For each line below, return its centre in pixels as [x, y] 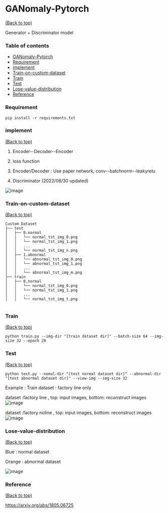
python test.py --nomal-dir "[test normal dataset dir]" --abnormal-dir [83, 374]
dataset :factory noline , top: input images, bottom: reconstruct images [78, 412]
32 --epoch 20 [31, 341]
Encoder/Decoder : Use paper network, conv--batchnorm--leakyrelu [84, 171]
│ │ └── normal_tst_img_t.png [42, 299]
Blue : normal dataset [27, 452]
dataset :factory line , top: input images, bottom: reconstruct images [76, 397]
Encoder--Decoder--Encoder [43, 151]
